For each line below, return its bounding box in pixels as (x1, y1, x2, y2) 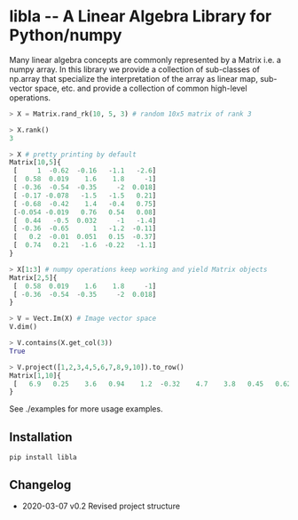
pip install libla (9, 453, 77, 462)
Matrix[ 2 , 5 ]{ (9, 273, 58, 282)
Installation (9, 429, 73, 444)
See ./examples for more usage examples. (9, 404, 163, 414)
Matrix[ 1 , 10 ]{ (9, 371, 62, 380)
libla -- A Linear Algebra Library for (9, 6, 272, 27)
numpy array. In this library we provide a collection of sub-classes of (9, 64, 260, 75)
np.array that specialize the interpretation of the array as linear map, (9, 73, 259, 84)
